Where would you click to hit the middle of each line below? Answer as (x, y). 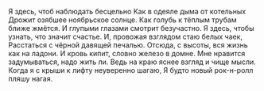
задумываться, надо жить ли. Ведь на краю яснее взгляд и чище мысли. (132, 62)
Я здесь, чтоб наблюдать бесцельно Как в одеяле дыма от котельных (127, 11)
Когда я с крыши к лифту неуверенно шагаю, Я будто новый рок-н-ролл (131, 70)
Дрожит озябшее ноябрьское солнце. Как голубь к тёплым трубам (122, 20)
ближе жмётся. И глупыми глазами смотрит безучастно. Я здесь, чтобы (131, 28)
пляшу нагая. (31, 79)
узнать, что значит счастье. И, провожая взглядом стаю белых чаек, (126, 36)
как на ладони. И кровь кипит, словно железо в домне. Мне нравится (127, 53)
